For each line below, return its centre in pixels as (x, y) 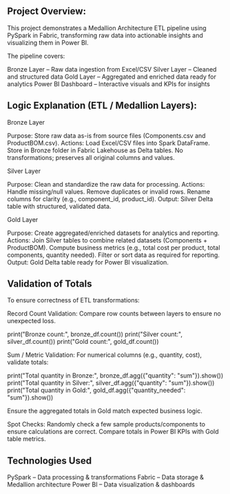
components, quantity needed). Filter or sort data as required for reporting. (114, 255)
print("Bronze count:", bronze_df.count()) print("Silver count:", (95, 334)
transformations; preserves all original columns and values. (91, 157)
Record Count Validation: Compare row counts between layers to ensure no (114, 313)
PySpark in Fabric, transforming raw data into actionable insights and (105, 35)
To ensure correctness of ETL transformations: (73, 300)
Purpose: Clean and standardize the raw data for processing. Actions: (106, 184)
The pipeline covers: (36, 56)
